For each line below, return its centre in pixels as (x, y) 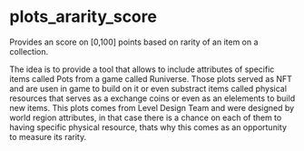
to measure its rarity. (48, 136)
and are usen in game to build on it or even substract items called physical (148, 88)
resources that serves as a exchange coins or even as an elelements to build (152, 98)
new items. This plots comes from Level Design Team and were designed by (152, 107)
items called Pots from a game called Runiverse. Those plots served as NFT (151, 78)
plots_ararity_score (83, 17)
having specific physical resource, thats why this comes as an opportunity (148, 127)
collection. (29, 51)
